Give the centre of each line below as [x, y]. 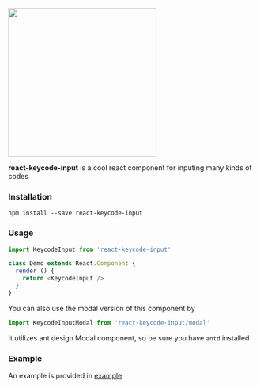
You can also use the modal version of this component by [102, 308]
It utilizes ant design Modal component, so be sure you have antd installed [129, 338]
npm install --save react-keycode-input [76, 213]
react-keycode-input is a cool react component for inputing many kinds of [130, 168]
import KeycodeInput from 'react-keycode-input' [90, 249]
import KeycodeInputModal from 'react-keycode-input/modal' [109, 323]
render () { [35, 271]
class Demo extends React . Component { [72, 264]
